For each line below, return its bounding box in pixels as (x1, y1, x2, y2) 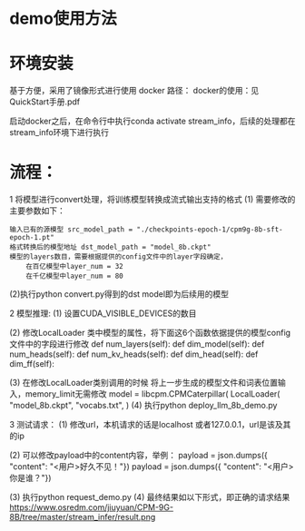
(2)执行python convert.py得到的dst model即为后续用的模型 (9, 289, 230, 300)
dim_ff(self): (9, 359, 54, 369)
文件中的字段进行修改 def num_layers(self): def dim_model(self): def (9, 339, 265, 349)
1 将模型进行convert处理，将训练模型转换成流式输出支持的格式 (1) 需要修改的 (9, 194, 296, 205)
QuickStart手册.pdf (9, 96, 80, 107)
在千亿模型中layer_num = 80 (25, 271, 124, 281)
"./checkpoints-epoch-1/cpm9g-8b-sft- (135, 225, 283, 234)
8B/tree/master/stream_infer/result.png (9, 512, 156, 523)
